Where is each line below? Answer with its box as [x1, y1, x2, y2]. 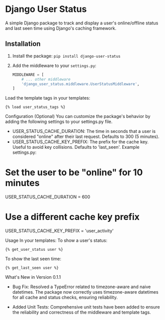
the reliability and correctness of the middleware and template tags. [12, 310, 151, 316]
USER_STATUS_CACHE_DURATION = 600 [5, 194, 90, 200]
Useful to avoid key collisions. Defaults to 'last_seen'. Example [12, 144, 140, 150]
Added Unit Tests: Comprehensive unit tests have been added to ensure [12, 304, 160, 310]
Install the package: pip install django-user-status [12, 53, 121, 59]
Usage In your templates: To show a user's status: [5, 237, 108, 243]
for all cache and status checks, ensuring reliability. [12, 295, 118, 301]
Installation [5, 40, 41, 48]
